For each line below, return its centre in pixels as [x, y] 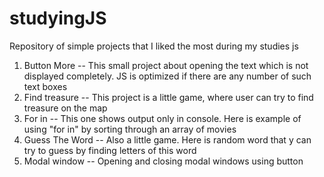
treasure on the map [65, 108]
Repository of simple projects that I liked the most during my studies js [154, 46]
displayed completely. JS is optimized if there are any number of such [167, 76]
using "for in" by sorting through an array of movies [130, 129]
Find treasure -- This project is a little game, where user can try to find [168, 97]
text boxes [45, 86]
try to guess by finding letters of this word [110, 150]
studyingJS [58, 18]
